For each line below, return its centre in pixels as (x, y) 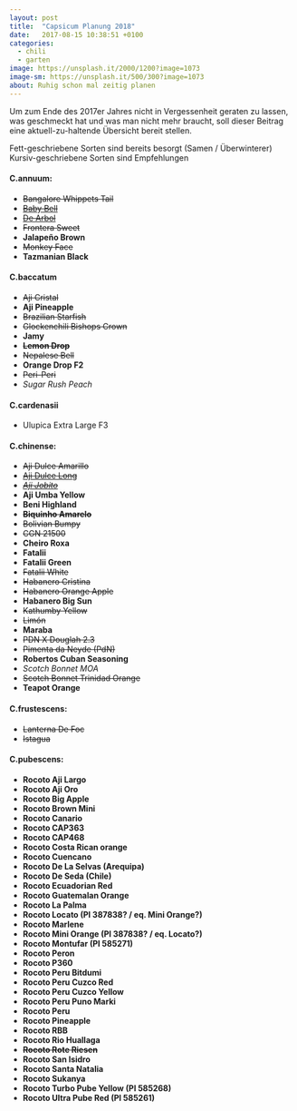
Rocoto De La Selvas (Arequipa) (83, 866)
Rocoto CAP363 (53, 828)
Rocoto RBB (45, 1030)
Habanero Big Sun (57, 601)
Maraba (37, 630)
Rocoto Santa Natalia (63, 1068)
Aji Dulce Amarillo (55, 466)
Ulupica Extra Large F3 (65, 425)
